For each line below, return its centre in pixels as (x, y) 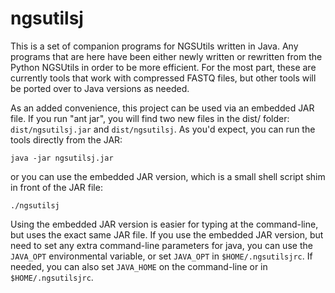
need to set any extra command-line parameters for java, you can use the (161, 245)
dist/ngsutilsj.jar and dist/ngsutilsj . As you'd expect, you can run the (163, 129)
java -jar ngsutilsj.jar (62, 158)
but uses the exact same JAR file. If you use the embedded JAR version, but (167, 234)
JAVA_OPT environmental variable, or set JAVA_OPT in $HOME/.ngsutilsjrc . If (161, 256)
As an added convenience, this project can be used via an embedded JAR (162, 108)
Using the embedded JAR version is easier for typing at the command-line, (164, 224)
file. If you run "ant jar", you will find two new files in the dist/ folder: (150, 118)
